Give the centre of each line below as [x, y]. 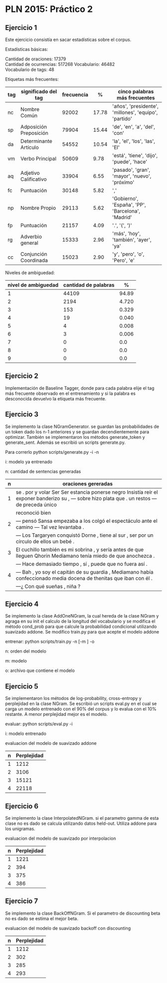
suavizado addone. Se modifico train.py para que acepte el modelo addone [82, 632]
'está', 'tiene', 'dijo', [135, 156]
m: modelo [16, 661]
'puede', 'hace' [130, 162]
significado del [39, 92]
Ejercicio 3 [22, 415]
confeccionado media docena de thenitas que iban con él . [84, 578]
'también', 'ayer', [132, 240]
